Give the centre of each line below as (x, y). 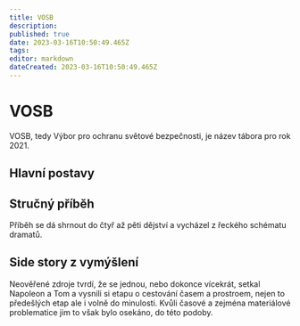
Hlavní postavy (52, 173)
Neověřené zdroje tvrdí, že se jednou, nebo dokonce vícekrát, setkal (135, 284)
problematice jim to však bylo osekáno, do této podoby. (111, 312)
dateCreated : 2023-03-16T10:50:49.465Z (83, 68)
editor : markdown (42, 59)
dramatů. (26, 235)
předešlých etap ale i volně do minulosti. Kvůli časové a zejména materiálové (150, 303)
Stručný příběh (52, 204)
